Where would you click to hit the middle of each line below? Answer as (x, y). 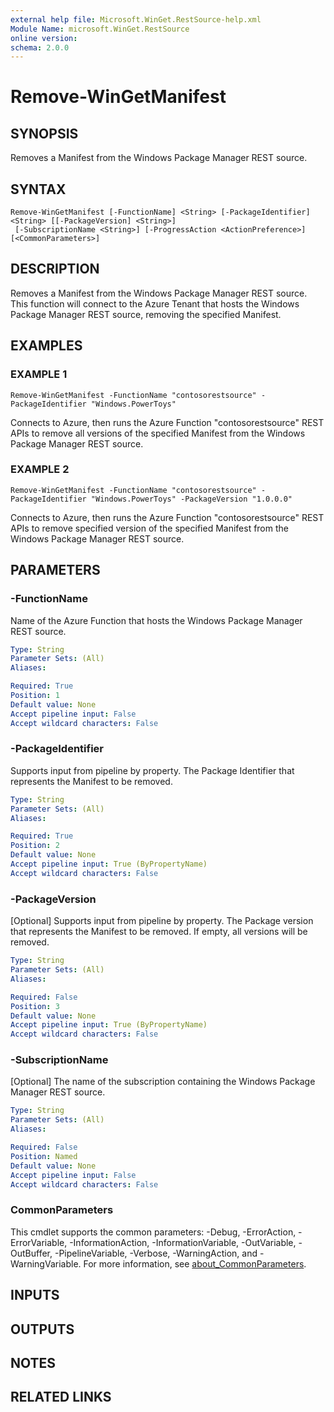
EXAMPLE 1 (39, 374)
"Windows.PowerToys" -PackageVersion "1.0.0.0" (191, 499)
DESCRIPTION (55, 269)
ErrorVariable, (39, 1242)
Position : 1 (35, 696)
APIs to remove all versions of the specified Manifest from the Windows (158, 433)
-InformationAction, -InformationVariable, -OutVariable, (183, 1242)
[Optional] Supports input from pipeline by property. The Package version (162, 921)
